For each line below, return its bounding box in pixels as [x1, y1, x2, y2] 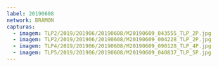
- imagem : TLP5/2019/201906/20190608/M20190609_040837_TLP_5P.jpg [13, 50, 212, 57]
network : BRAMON [6, 17, 54, 24]
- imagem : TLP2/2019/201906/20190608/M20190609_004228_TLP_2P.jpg [13, 36, 212, 43]
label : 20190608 [6, 10, 54, 17]
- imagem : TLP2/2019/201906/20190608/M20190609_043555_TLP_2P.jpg [13, 29, 212, 37]
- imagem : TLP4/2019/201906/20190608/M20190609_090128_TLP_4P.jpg [13, 43, 212, 50]
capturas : [6, 23, 36, 30]
